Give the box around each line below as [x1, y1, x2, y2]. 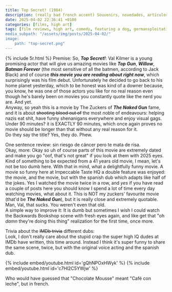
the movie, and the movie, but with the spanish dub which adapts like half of [5, 174, 166, 180]
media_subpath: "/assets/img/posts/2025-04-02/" [5, 31, 111, 36]
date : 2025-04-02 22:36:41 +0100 [5, 17, 77, 22]
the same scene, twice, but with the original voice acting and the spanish [5, 244, 159, 250]
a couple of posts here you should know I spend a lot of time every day [5, 185, 155, 191]
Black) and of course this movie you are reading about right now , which [5, 71, 160, 78]
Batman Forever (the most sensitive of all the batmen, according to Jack [5, 66, 159, 72]
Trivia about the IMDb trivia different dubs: [5, 228, 95, 234]
